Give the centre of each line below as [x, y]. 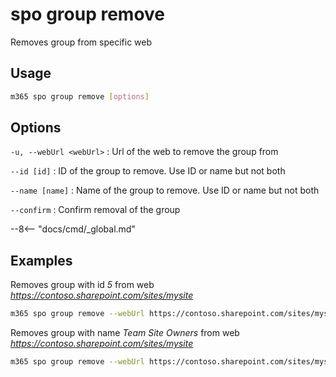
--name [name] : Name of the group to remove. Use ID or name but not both [165, 190]
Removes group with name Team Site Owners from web [125, 333]
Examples [41, 260]
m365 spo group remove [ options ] [80, 96]
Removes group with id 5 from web [82, 285]
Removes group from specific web [81, 42]
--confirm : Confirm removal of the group [95, 210]
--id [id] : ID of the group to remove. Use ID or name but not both [148, 171]
